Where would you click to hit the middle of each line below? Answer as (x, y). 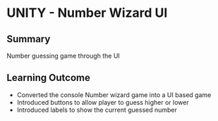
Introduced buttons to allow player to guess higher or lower (103, 102)
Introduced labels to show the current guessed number (97, 110)
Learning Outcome (49, 78)
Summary (29, 39)
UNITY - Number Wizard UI (87, 13)
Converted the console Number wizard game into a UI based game (114, 95)
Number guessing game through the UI (63, 56)
